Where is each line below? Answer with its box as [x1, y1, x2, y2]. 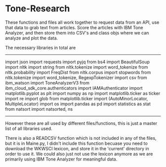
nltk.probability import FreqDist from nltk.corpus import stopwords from [5, 69, 151, 75]
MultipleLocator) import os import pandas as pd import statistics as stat [5, 101, 151, 107]
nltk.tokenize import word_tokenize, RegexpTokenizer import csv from [5, 75, 147, 81]
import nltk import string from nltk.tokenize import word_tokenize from [5, 64, 148, 70]
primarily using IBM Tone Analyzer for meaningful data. [5, 156, 118, 162]
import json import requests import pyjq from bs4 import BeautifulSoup [5, 59, 150, 65]
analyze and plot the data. [5, 35, 58, 41]
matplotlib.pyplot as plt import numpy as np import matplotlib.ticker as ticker [5, 90, 161, 96]
